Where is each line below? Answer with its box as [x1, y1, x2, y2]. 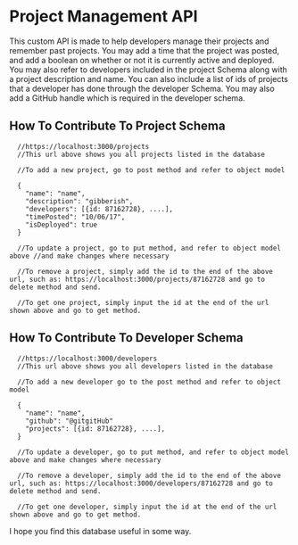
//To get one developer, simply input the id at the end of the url [17, 502, 277, 511]
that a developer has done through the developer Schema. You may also [9, 83, 275, 94]
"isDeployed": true [25, 220, 98, 229]
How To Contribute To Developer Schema [9, 330, 244, 345]
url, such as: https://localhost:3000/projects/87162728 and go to [9, 275, 266, 284]
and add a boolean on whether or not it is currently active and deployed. [9, 54, 275, 65]
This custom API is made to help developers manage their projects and [9, 36, 269, 46]
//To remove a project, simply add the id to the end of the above [17, 267, 274, 276]
